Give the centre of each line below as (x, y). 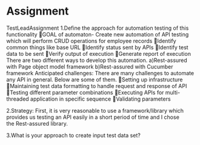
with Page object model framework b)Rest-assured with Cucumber (90, 66)
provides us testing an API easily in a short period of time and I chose (93, 117)
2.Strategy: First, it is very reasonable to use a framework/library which (95, 110)
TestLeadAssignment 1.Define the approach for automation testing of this (98, 28)
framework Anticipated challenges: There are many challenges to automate (100, 73)
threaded (18, 99)
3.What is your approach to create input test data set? (73, 135)
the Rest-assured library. (37, 123)
